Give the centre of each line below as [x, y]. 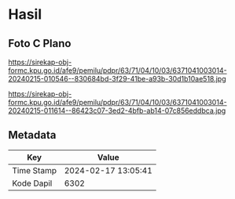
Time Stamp [35, 170]
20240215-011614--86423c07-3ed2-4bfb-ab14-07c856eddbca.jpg [117, 110]
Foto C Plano [40, 43]
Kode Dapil [32, 183]
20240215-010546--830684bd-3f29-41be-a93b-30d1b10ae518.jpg [117, 79]
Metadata [32, 135]
